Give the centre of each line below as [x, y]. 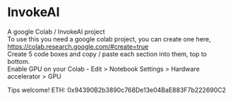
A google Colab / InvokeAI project [56, 32]
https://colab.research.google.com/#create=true [78, 46]
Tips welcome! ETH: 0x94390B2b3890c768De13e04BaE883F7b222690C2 [117, 90]
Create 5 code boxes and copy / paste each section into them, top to [107, 54]
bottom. [19, 61]
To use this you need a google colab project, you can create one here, [109, 39]
